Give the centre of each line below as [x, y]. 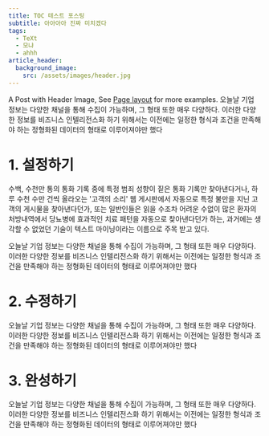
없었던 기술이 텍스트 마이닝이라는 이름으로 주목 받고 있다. [121, 229]
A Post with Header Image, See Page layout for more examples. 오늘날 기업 [131, 99]
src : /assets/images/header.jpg [77, 75]
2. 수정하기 [43, 301]
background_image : [47, 68]
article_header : [35, 61]
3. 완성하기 [43, 380]
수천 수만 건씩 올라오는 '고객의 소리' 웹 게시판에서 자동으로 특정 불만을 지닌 [133, 198]
